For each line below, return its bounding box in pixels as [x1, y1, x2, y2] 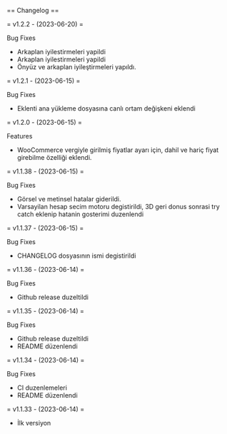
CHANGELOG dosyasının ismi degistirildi [16, 251, 136, 260]
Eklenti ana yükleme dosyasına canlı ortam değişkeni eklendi [16, 104, 196, 113]
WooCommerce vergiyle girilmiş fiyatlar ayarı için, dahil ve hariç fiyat [16, 146, 219, 154]
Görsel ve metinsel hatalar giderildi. [16, 195, 122, 203]
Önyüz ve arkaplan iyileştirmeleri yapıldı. [16, 63, 136, 71]
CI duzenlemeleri [16, 383, 67, 392]
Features [6, 132, 33, 140]
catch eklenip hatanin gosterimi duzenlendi [16, 210, 144, 218]
